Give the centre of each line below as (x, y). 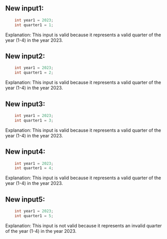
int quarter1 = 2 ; (34, 73)
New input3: (25, 104)
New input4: (25, 152)
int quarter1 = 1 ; (34, 25)
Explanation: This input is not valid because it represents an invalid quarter (84, 225)
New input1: (25, 8)
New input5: (25, 199)
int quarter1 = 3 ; (34, 120)
